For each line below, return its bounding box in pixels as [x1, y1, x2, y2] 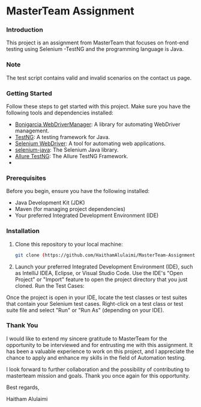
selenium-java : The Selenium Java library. [14, 146, 119, 153]
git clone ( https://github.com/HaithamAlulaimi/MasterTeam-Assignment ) [14, 252, 198, 258]
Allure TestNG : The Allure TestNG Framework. [14, 153, 128, 160]
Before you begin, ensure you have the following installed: [6, 188, 150, 195]
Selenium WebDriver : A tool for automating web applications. [14, 140, 166, 147]
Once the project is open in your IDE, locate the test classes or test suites [6, 294, 187, 301]
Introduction [6, 26, 43, 34]
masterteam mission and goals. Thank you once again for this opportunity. [6, 372, 190, 379]
